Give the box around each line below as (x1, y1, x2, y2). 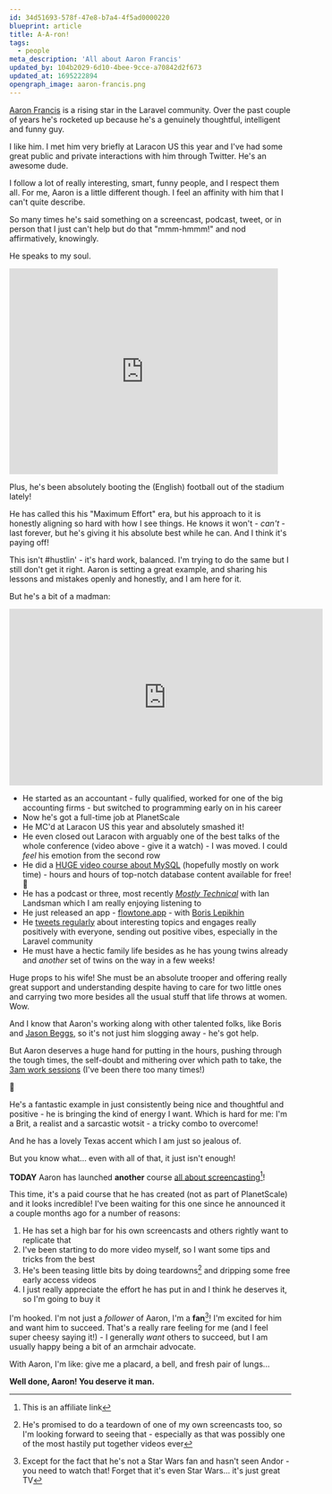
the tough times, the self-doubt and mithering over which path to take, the (9, 1054, 282, 1065)
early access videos (21, 1274, 97, 1285)
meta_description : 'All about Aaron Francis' (9, 55, 182, 64)
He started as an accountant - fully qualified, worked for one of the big (21, 792, 284, 803)
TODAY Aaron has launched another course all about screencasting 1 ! (9, 1170, 266, 1183)
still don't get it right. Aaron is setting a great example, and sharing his (9, 564, 268, 574)
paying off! (9, 537, 49, 547)
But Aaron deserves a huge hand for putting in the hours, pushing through (9, 1044, 282, 1055)
